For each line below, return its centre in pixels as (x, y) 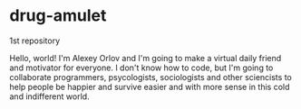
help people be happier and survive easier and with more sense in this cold (150, 86)
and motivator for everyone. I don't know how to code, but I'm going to (141, 68)
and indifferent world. (49, 96)
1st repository (35, 41)
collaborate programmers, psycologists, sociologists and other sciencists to (150, 77)
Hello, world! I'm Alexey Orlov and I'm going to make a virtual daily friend (146, 58)
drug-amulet (58, 16)
